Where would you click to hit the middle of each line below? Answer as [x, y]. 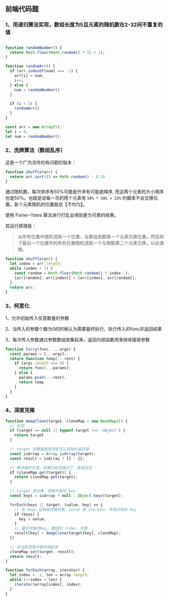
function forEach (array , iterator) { [45, 570]
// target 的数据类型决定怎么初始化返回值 [50, 449]
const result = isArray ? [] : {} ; [47, 458]
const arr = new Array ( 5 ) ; [34, 127]
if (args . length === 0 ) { [42, 363]
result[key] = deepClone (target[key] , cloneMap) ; [68, 533]
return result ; [26, 556]
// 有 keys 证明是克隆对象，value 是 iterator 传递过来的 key [75, 509]
